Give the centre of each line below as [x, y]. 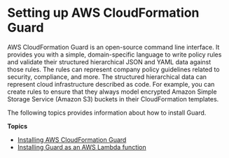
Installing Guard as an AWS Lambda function [82, 147]
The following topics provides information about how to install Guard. [107, 113]
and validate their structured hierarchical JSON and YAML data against [109, 62]
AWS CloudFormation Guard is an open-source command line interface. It [113, 47]
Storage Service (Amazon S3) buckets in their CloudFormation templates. [113, 99]
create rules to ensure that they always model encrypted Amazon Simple [112, 92]
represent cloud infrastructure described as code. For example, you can [111, 84]
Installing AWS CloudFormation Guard [72, 139]
